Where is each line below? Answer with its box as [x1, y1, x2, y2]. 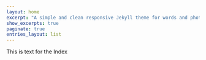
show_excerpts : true [6, 20, 59, 26]
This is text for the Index [6, 48, 67, 55]
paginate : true [6, 25, 45, 32]
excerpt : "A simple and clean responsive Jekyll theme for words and [6, 15, 188, 21]
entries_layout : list [6, 32, 62, 38]
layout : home [6, 8, 40, 15]
